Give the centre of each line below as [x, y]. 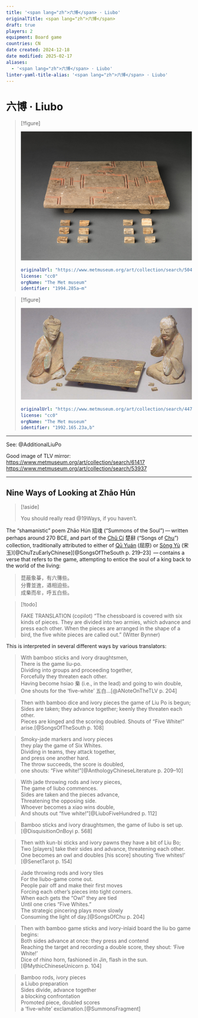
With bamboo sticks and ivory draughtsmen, [74, 658]
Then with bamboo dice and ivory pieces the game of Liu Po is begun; [106, 702]
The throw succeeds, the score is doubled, [72, 765]
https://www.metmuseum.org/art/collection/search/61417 [76, 462]
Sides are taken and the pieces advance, [70, 795]
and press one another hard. [55, 758]
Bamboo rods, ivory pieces [53, 977]
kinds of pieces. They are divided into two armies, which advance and [105, 622]
